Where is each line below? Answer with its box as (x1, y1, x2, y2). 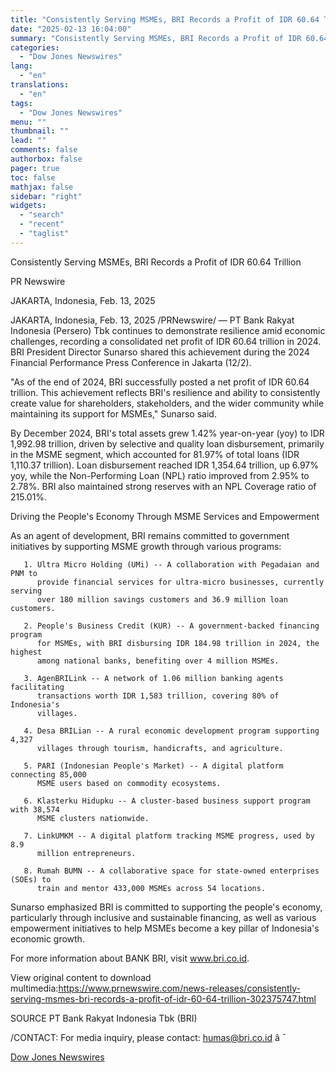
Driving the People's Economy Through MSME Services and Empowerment (10, 510, 320, 522)
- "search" (19, 210, 65, 220)
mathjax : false (10, 182, 74, 192)
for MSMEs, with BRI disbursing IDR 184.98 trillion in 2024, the (36, 638, 320, 648)
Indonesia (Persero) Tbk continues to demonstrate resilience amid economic (10, 324, 326, 336)
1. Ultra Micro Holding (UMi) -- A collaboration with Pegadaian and (23, 559, 320, 570)
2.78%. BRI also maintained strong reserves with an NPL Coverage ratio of (10, 480, 317, 492)
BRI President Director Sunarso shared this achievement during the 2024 (10, 346, 310, 358)
